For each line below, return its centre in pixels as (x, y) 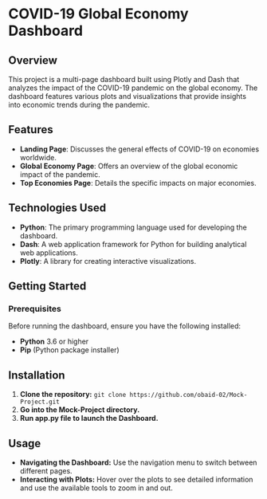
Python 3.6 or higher (54, 342)
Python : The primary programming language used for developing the (133, 227)
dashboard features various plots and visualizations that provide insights (128, 96)
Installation (37, 375)
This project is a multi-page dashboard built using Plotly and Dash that (124, 79)
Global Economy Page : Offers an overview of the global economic (129, 166)
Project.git (39, 402)
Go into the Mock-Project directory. (80, 410)
